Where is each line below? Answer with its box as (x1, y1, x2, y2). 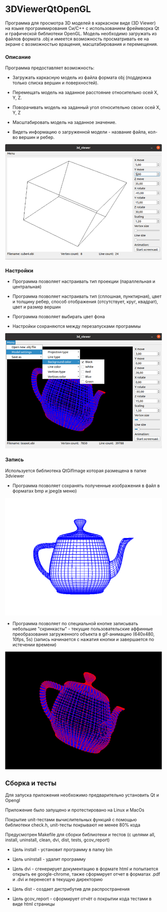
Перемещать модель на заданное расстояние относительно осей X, (12, 90, 159, 96)
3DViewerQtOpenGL (5, 3, 91, 15)
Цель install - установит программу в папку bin (12, 847, 113, 853)
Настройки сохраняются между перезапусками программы (12, 323, 141, 329)
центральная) (12, 284, 42, 290)
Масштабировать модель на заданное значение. (12, 120, 117, 126)
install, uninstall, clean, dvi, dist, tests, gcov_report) (5, 837, 110, 843)
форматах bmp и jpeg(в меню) (12, 488, 77, 494)
